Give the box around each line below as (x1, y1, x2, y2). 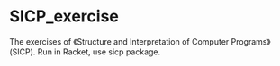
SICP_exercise (9, 6, 120, 27)
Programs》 (230, 36, 271, 46)
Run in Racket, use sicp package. (37, 46, 161, 57)
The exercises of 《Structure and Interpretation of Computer (9, 36, 230, 46)
